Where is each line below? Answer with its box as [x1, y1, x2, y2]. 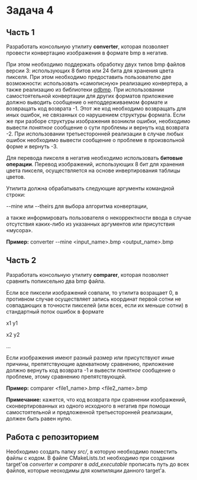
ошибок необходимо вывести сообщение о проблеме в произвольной [6, 137, 185, 143]
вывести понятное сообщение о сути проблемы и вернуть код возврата [6, 124, 189, 131]
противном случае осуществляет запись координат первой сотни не [6, 295, 182, 302]
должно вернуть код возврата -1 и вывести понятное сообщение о [6, 367, 176, 374]
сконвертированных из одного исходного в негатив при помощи [6, 402, 170, 409]
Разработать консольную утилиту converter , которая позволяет [6, 43, 169, 50]
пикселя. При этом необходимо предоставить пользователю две [6, 74, 172, 80]
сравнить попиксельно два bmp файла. [6, 277, 105, 285]
